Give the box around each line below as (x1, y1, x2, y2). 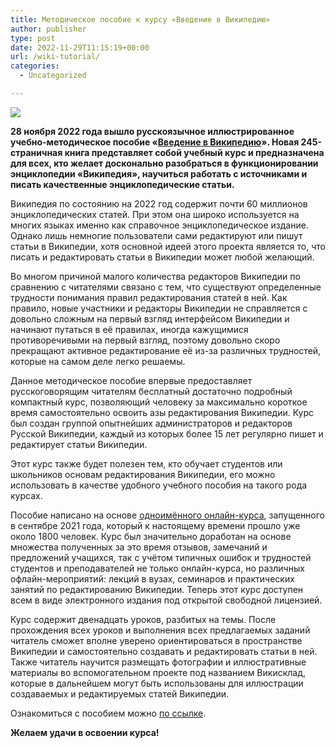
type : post (10, 33, 56, 43)
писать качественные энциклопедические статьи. (10, 178, 235, 190)
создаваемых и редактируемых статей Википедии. (10, 687, 230, 700)
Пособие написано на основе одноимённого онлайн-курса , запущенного (10, 509, 326, 521)
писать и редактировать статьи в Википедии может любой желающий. (10, 251, 315, 263)
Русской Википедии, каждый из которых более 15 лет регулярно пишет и (10, 427, 324, 440)
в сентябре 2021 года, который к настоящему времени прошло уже (10, 519, 301, 531)
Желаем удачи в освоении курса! (10, 726, 160, 738)
